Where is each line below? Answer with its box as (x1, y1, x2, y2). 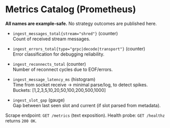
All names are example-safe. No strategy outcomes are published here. (5, 20, 157, 27)
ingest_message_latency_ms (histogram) (12, 76, 96, 82)
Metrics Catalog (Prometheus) (5, 4, 136, 15)
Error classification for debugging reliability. (12, 51, 104, 57)
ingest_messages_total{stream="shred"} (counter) (12, 30, 118, 36)
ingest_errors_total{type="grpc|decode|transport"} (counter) (12, 45, 146, 52)
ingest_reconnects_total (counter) (12, 61, 87, 67)
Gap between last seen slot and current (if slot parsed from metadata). (12, 102, 161, 108)
